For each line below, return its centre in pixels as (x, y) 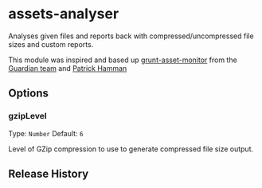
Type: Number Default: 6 (46, 133)
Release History (49, 174)
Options (29, 94)
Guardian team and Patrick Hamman (68, 68)
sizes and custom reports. (51, 44)
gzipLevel (27, 116)
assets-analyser (64, 14)
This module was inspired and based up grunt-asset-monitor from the (123, 60)
